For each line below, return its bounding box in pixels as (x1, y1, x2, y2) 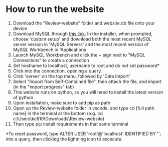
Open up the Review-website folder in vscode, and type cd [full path (13, 105, 154, 111)
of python (13, 94, 34, 100)
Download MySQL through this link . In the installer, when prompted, (13, 30, 152, 36)
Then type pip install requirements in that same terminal (13, 121, 128, 127)
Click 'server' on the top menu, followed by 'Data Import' (13, 73, 130, 79)
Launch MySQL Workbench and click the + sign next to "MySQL (13, 51, 146, 58)
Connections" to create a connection (13, 57, 89, 63)
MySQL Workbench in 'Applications (13, 46, 87, 52)
